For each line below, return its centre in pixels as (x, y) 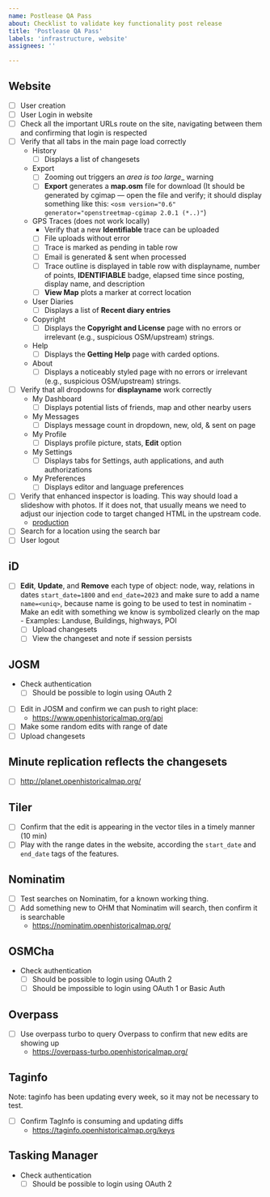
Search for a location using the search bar (90, 531)
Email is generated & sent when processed (115, 257)
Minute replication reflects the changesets (118, 761)
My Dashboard (57, 399)
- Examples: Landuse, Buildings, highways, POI (98, 621)
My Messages (55, 417)
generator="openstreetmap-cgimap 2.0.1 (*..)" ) (125, 212)
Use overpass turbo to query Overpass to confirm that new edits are (134, 1034)
